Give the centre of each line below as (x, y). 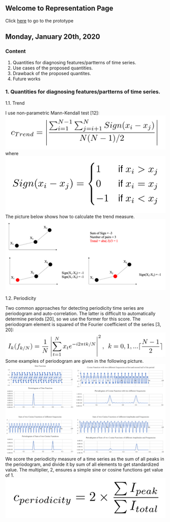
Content (16, 52)
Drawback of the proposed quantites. (52, 73)
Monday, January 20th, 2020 (53, 37)
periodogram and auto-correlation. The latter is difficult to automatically (80, 313)
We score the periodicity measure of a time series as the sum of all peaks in (85, 459)
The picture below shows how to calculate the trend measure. (70, 217)
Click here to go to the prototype (39, 20)
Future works (26, 79)
